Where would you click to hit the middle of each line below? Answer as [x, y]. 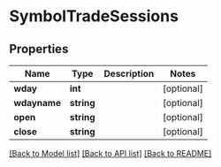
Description [129, 74]
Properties [39, 49]
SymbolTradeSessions [94, 16]
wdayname [38, 103]
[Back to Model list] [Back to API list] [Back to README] [110, 153]
